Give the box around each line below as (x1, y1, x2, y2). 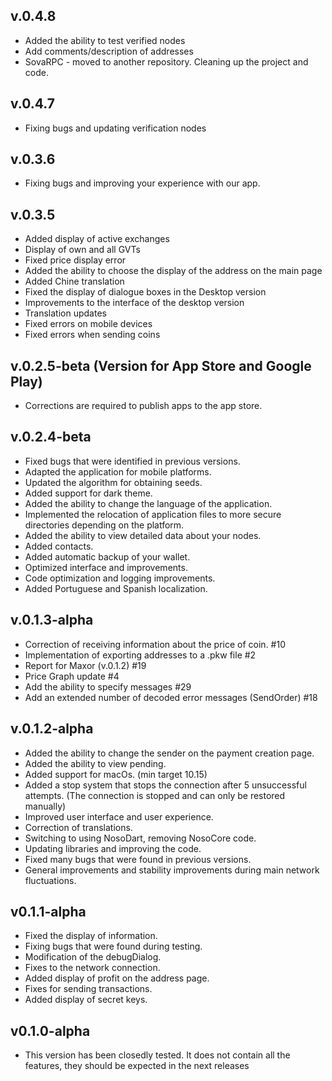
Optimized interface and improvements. (24, 561, 188, 573)
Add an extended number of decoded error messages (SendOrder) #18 (24, 691, 318, 703)
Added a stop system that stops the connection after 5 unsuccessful (24, 779, 307, 791)
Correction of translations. (24, 821, 133, 833)
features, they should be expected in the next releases (24, 1060, 250, 1072)
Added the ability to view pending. (24, 757, 167, 769)
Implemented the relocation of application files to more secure (24, 508, 282, 520)
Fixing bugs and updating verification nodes (24, 122, 207, 134)
